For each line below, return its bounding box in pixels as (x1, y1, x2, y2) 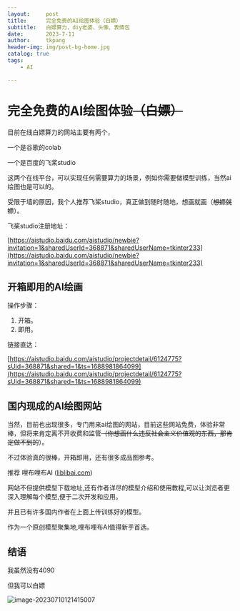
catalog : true (7, 51, 50, 58)
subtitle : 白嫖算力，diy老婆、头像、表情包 (7, 24, 130, 31)
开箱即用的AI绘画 (7, 281, 84, 293)
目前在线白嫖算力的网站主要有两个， (7, 128, 114, 136)
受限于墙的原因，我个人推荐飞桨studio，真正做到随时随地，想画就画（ (7, 197, 214, 206)
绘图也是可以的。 (7, 182, 58, 191)
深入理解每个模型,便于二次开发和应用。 (7, 493, 123, 501)
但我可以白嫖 (7, 581, 45, 590)
